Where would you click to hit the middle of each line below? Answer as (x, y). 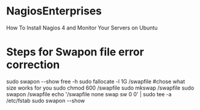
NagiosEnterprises (54, 11)
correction (33, 65)
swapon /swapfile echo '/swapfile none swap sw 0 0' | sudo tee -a (89, 94)
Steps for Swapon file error (75, 52)
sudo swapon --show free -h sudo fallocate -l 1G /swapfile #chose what (96, 81)
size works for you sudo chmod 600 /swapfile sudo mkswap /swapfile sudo (100, 88)
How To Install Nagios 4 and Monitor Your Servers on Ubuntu (82, 28)
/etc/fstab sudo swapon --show (46, 100)
